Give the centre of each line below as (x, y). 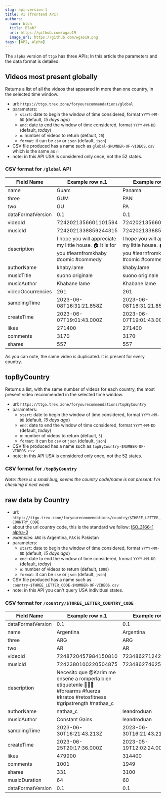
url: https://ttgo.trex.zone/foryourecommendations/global (73, 104)
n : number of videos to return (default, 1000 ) (64, 569)
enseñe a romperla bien (84, 679)
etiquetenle (70, 685)
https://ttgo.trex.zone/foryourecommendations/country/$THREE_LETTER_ (86, 518)
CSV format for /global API (38, 169)
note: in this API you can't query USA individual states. (68, 590)
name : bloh (21, 24)
